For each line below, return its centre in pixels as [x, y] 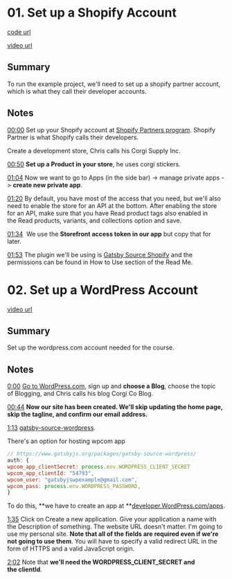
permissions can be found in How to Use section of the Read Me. [100, 262]
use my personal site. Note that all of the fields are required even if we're [113, 534]
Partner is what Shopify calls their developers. [73, 137]
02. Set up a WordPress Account [103, 290]
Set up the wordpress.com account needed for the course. [91, 347]
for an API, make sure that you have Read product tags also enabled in [108, 213]
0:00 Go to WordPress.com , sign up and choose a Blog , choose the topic [111, 386]
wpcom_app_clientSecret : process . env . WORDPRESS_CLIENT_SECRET [99, 467]
